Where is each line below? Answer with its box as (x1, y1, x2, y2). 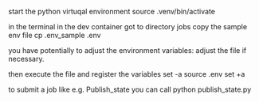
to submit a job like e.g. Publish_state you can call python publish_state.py (8, 85, 252, 94)
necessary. (8, 55, 45, 63)
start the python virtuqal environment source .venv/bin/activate (8, 7, 216, 16)
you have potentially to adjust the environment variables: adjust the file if (8, 46, 247, 55)
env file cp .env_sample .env (8, 31, 101, 40)
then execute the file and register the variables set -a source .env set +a (8, 70, 245, 78)
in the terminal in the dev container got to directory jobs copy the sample (8, 22, 248, 31)
